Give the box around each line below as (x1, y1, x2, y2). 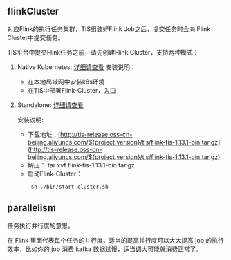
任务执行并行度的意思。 (7, 221, 74, 230)
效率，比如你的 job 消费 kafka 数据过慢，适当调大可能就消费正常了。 (7, 245, 203, 253)
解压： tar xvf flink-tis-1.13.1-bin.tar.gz (27, 160, 135, 169)
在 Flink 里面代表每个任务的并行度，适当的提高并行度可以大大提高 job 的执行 (7, 236, 225, 244)
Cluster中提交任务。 (7, 33, 64, 41)
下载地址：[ (27, 130, 61, 138)
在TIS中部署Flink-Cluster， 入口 (27, 86, 116, 94)
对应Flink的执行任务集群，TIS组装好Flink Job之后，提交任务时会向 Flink (7, 24, 211, 33)
